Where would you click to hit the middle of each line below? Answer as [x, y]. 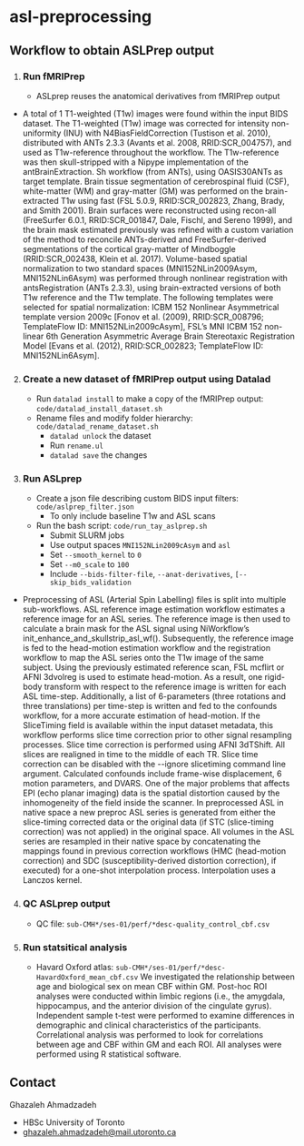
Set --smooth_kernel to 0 [96, 555]
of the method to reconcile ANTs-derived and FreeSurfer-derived [144, 239]
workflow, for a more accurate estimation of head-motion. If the [141, 715]
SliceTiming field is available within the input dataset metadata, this [148, 725]
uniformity [42, 133]
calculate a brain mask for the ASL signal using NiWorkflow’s [136, 629]
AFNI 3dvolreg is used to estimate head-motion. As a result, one [142, 677]
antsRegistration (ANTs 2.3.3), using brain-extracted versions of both [152, 288]
